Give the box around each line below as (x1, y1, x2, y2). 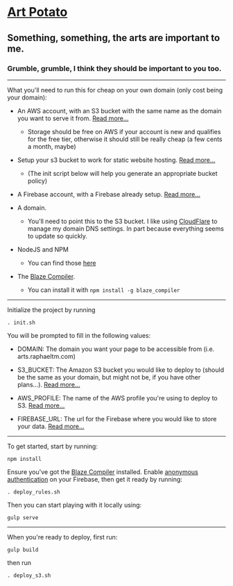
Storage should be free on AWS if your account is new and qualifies (27, 127, 221, 136)
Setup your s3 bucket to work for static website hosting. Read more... (17, 156, 216, 164)
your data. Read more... (17, 422, 85, 430)
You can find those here (27, 259, 96, 267)
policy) (27, 177, 48, 185)
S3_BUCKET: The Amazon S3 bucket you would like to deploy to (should (17, 366, 224, 374)
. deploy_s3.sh (7, 571, 51, 579)
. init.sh (7, 319, 36, 326)
